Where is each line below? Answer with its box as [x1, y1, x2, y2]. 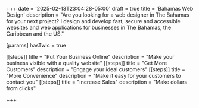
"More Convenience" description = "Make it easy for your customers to [6, 72, 181, 79]
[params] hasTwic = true [6, 42, 67, 49]
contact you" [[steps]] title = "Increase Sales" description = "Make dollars [6, 78, 188, 85]
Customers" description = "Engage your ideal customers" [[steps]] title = [6, 66, 186, 73]
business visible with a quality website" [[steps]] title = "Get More [6, 59, 167, 66]
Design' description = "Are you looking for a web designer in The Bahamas [6, 11, 189, 18]
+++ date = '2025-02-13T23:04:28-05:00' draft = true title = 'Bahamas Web [6, 5, 194, 12]
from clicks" [6, 85, 36, 91]
